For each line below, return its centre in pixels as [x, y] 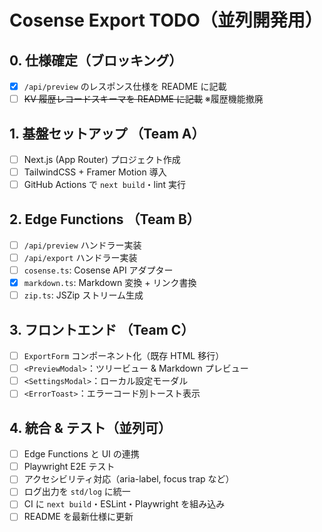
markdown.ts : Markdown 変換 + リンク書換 [110, 283]
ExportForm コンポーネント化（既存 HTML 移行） [124, 356]
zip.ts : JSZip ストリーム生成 [83, 295]
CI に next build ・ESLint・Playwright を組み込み [124, 504]
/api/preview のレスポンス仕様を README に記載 [125, 86]
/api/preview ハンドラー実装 [82, 245]
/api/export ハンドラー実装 [80, 257]
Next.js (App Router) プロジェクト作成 [102, 159]
